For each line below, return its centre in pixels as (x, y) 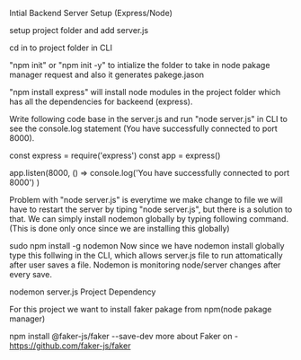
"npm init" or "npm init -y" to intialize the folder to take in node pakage (140, 65)
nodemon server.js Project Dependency (83, 292)
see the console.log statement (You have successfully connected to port (144, 128)
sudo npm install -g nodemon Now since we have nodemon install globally (147, 246)
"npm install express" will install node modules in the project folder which (145, 92)
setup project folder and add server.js (79, 30)
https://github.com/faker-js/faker (70, 346)
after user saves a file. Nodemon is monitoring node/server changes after (145, 265)
